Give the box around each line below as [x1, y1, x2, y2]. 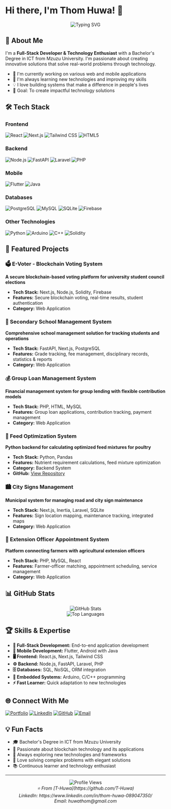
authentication [12, 300, 43, 306]
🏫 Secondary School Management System [5, 318, 112, 325]
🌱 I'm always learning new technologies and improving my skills [12, 76, 147, 82]
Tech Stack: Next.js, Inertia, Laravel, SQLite [12, 507, 104, 513]
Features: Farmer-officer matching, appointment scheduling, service [12, 563, 157, 569]
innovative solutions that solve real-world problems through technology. [5, 61, 156, 67]
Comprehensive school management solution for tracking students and [5, 330, 160, 336]
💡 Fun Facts [5, 725, 43, 733]
